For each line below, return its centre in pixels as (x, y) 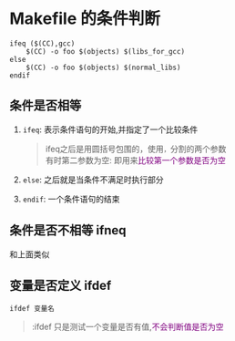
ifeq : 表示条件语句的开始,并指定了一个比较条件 (110, 129)
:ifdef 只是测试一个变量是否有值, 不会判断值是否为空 (128, 327)
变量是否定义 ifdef (61, 285)
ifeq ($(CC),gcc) (42, 43)
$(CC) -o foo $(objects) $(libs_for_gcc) (105, 51)
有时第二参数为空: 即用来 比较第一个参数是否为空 (135, 160)
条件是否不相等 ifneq (68, 230)
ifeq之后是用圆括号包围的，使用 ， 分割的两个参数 (136, 149)
